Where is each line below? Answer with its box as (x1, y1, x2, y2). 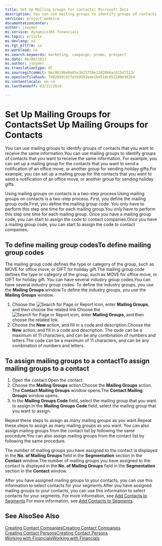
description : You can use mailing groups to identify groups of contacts (5, 12, 157, 16)
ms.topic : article (5, 34, 42, 39)
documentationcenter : (5, 20, 49, 26)
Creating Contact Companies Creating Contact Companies (5, 525, 121, 530)
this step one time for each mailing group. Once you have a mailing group (5, 211, 151, 217)
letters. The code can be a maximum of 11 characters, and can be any (12, 338, 149, 343)
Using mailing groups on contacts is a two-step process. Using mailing (5, 191, 145, 197)
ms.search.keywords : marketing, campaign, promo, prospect (5, 52, 127, 57)
